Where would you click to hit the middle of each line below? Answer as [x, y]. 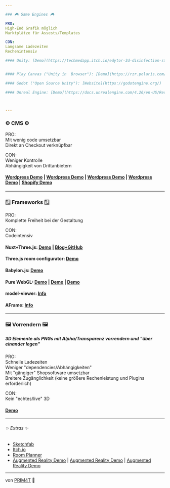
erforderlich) [18, 384]
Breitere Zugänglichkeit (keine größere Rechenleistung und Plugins [75, 378]
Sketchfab [23, 444]
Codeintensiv [19, 236]
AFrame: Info [19, 305]
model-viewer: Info [26, 293]
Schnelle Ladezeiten [26, 362]
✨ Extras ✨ [17, 428]
